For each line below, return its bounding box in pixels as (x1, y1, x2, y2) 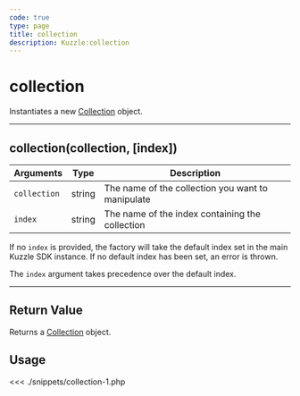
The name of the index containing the (104, 207, 261, 220)
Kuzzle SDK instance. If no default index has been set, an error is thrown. (9, 251, 279, 262)
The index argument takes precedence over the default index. (9, 269, 237, 279)
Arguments (13, 167, 62, 179)
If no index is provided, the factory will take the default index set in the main (9, 242, 288, 252)
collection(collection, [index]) (9, 140, 178, 156)
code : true (9, 13, 50, 22)
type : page (9, 21, 50, 30)
